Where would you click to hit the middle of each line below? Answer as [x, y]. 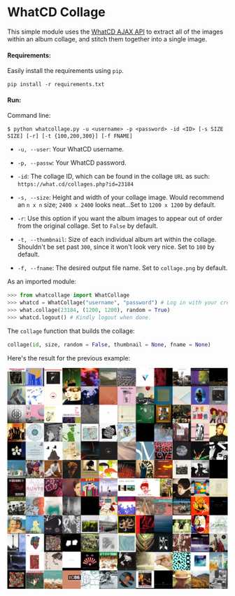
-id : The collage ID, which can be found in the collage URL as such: [113, 177]
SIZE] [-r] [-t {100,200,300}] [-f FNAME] [70, 136]
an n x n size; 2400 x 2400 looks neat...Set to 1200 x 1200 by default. [116, 205]
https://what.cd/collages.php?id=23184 [76, 184]
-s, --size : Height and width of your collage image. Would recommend [121, 198]
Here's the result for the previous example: [69, 358]
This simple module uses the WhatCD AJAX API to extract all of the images [115, 32]
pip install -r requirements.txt [56, 85]
